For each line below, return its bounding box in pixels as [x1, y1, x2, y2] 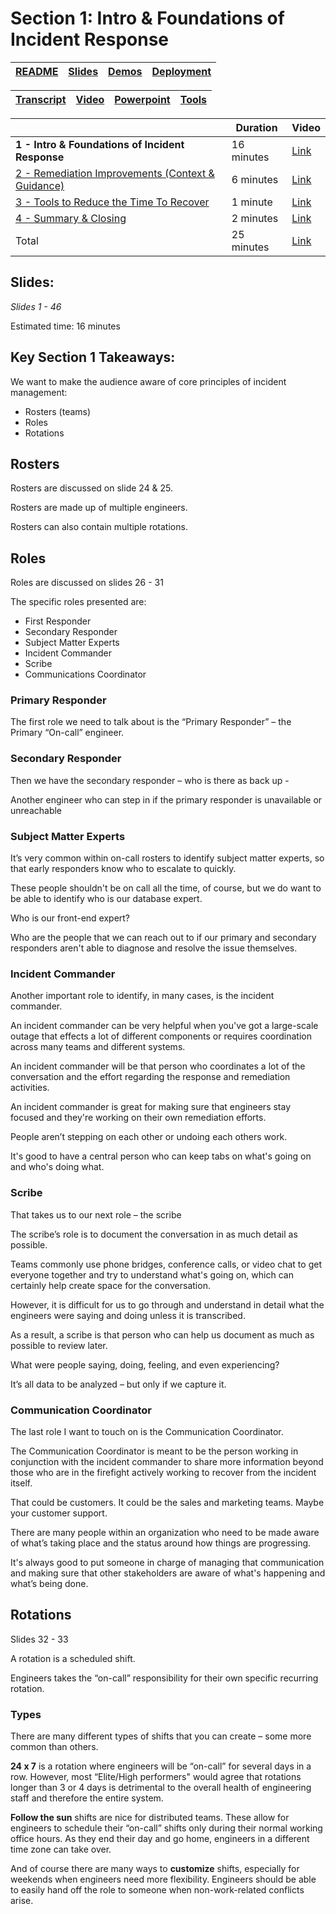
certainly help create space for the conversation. [10, 1279, 211, 1291]
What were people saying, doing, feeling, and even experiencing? [10, 1358, 280, 1371]
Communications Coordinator [24, 668, 147, 681]
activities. [10, 1082, 50, 1094]
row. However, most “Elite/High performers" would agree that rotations [10, 1771, 302, 1783]
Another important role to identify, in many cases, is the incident [10, 990, 275, 1002]
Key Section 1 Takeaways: [10, 349, 176, 366]
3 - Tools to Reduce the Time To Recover [15, 195, 210, 209]
